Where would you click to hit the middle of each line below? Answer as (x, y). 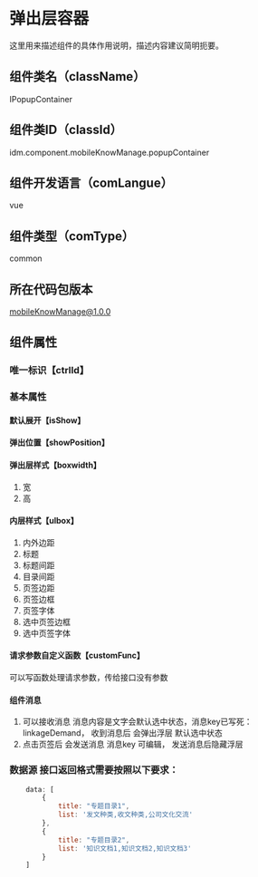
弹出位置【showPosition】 (60, 443)
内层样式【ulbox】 (44, 521)
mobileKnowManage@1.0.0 (60, 312)
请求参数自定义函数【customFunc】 (77, 655)
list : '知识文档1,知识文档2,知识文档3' (124, 848)
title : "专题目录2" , (94, 840)
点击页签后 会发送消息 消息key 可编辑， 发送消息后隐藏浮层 (133, 745)
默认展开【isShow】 (48, 420)
